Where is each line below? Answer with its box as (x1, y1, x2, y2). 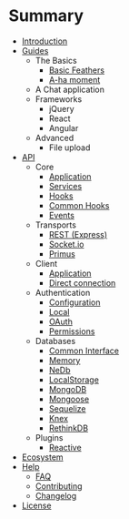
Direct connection (48, 277, 116, 288)
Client (35, 258, 58, 269)
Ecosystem (21, 452, 64, 463)
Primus (48, 248, 76, 259)
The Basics (35, 55, 78, 66)
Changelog (35, 490, 77, 501)
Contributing (35, 480, 83, 492)
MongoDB (48, 383, 87, 394)
